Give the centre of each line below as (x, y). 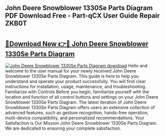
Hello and (138, 66)
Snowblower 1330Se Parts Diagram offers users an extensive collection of (80, 107)
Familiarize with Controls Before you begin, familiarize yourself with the (77, 92)
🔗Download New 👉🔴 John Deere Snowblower (77, 44)
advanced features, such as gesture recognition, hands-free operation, (77, 113)
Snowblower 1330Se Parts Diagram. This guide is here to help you (72, 76)
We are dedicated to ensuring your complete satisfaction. (63, 128)
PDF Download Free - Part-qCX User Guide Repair (82, 16)
